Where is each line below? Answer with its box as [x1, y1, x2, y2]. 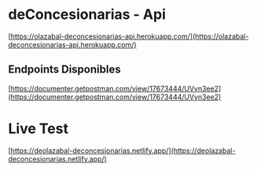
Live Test [8, 120, 69, 137]
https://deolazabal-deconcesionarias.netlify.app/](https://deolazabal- [10, 146, 236, 155]
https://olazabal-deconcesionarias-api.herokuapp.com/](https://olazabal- [10, 32, 249, 41]
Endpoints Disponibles [8, 63, 121, 76]
